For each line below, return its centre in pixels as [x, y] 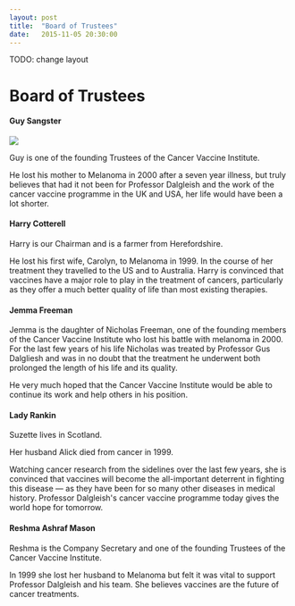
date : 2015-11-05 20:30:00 [63, 34]
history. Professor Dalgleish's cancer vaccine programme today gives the [144, 498]
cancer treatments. [44, 593]
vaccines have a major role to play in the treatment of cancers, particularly [146, 280]
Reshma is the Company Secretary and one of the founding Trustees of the [147, 548]
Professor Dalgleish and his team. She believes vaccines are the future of [144, 584]
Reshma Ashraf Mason [52, 527]
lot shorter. [29, 203]
